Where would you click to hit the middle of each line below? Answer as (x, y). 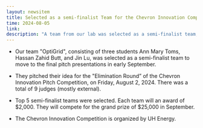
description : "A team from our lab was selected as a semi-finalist (94, 34)
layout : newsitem (28, 12)
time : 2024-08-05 (28, 23)
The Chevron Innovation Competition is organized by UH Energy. (95, 119)
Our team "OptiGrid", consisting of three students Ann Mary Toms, (97, 51)
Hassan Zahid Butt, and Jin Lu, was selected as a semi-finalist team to (102, 58)
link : (13, 29)
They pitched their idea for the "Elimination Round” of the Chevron (98, 76)
